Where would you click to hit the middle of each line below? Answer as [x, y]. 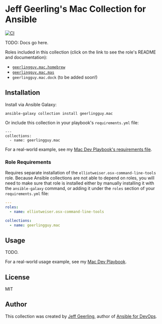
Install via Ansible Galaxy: [31, 105]
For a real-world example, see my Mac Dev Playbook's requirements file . [79, 149]
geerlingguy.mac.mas [33, 72]
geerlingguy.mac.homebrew [39, 67]
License [17, 277]
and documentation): [26, 57]
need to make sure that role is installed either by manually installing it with [80, 183]
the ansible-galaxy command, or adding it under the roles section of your [80, 189]
